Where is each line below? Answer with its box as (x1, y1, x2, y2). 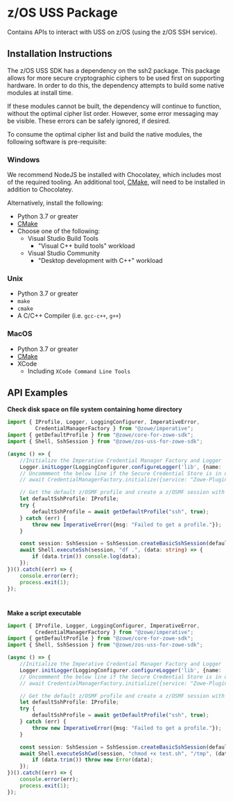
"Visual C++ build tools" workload (37, 241, 135, 250)
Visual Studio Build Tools (27, 234, 98, 243)
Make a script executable (7, 608, 82, 617)
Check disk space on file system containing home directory (7, 405, 182, 413)
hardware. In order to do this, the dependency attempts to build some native (7, 81, 225, 89)
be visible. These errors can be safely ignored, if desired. (7, 117, 171, 125)
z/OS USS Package (7, 5, 118, 21)
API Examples (7, 387, 68, 399)
